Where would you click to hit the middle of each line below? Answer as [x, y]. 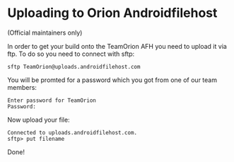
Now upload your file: [39, 120]
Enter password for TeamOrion [52, 100]
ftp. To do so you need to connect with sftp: [71, 54]
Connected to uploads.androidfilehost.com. [72, 132]
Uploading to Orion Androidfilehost [112, 13]
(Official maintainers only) [45, 33]
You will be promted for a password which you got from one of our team [112, 80]
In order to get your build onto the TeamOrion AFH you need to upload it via [117, 46]
